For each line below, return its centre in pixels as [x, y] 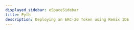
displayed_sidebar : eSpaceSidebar [42, 10]
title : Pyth [18, 15]
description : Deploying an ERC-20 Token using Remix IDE [67, 19]
